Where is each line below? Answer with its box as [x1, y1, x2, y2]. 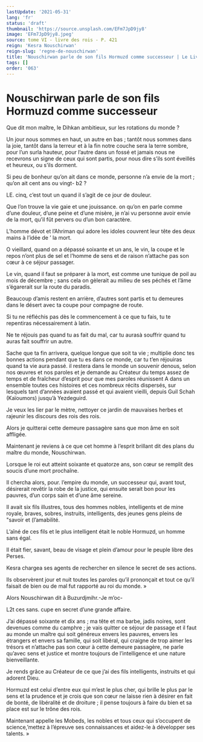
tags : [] [6, 59, 28, 65]
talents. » [6, 730, 30, 737]
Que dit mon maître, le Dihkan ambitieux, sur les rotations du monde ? [6, 124, 180, 131]
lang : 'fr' [6, 15, 34, 21]
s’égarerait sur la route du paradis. [6, 283, 92, 291]
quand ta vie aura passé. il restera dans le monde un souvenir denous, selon [6, 363, 196, 370]
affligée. [6, 431, 27, 438]
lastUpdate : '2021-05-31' [6, 8, 71, 15]
